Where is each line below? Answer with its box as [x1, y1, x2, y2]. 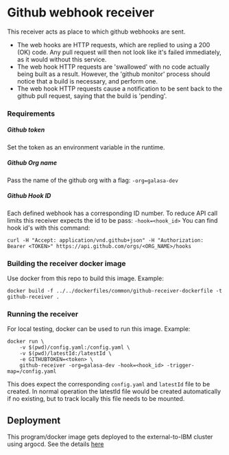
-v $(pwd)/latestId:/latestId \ [19, 350, 112, 357]
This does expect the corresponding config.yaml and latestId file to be [7, 380, 210, 389]
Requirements [7, 108, 56, 118]
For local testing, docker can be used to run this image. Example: [7, 325, 191, 333]
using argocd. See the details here [7, 440, 104, 448]
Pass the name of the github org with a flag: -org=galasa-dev [7, 176, 178, 184]
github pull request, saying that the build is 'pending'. [16, 91, 167, 100]
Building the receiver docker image [7, 258, 126, 268]
